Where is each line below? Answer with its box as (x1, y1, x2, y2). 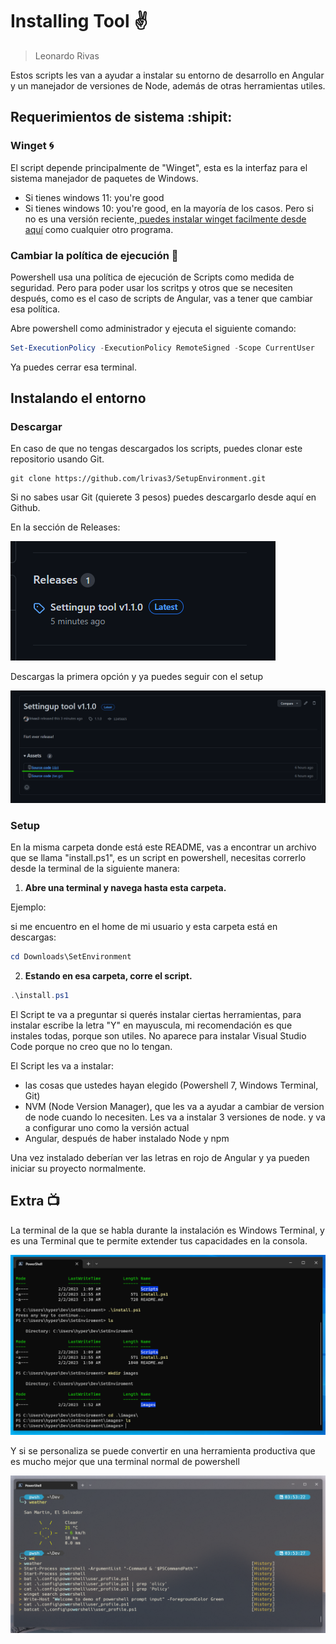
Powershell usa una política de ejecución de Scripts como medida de (10, 271, 295, 283)
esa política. (10, 303, 61, 315)
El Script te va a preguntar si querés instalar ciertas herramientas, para (10, 1008, 302, 1020)
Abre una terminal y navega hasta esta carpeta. (24, 881, 227, 893)
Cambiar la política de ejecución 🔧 (10, 248, 179, 262)
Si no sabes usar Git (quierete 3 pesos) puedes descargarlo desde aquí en (10, 491, 317, 503)
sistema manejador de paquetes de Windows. (10, 172, 199, 184)
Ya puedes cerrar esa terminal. (10, 361, 138, 373)
